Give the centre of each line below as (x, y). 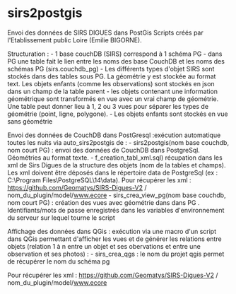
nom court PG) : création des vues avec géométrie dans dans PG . (104, 202)
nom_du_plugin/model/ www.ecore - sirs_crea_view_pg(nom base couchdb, (117, 195)
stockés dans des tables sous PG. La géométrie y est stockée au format (112, 76)
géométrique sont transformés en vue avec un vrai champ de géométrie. (113, 99)
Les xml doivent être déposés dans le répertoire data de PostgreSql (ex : (113, 172)
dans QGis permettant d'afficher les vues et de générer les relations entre (114, 239)
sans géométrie (30, 121)
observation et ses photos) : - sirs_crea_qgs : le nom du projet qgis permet (116, 254)
